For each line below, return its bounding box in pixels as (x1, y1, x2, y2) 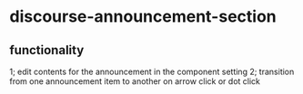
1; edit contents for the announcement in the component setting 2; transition (9, 66, 295, 77)
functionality (9, 42, 85, 58)
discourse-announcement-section (9, 6, 277, 27)
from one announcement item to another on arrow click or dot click (9, 76, 261, 87)
